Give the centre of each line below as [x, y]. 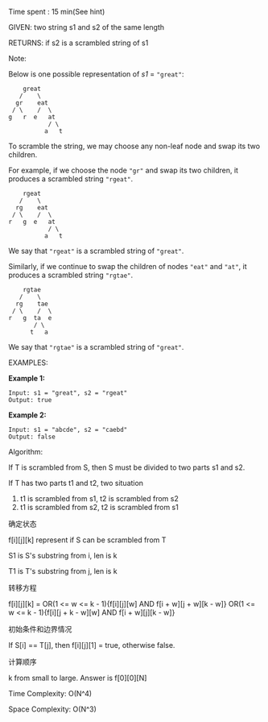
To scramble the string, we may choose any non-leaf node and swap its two [134, 146]
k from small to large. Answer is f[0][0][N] [78, 678]
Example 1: [27, 378]
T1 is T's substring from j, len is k [63, 571]
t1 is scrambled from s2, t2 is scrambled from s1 [99, 507]
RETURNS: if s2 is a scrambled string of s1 [78, 43]
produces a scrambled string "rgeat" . [71, 179]
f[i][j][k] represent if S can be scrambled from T [87, 540]
